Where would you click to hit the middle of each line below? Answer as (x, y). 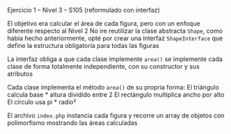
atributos (20, 74)
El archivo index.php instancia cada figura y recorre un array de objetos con (116, 115)
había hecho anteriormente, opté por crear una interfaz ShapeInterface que (115, 38)
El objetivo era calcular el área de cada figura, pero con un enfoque (104, 23)
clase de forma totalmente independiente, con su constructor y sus (103, 66)
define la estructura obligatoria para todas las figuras (83, 45)
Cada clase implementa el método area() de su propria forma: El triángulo (113, 87)
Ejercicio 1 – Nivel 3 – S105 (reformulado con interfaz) (83, 10)
